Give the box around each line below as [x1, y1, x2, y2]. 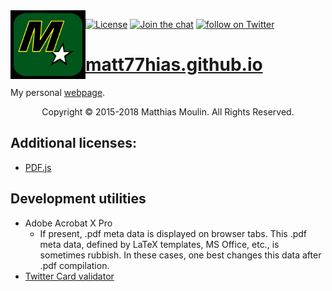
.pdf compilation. [39, 259, 110, 271]
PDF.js [24, 161, 52, 173]
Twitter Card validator [24, 270, 115, 282]
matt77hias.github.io [85, 54, 263, 76]
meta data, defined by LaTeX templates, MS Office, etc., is [39, 238, 280, 250]
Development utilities [10, 190, 147, 208]
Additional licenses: [10, 135, 137, 152]
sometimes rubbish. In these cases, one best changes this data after [39, 249, 322, 261]
